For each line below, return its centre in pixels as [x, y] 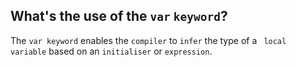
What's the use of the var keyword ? [119, 16]
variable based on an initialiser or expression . [111, 51]
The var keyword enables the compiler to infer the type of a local [148, 40]
